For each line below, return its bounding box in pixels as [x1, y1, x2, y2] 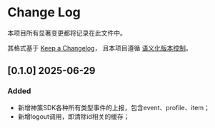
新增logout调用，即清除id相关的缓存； [17, 112, 130, 121]
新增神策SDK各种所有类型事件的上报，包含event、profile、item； [17, 103, 211, 112]
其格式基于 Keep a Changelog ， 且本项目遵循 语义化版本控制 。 [7, 43, 193, 52]
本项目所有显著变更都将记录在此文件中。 [7, 28, 126, 37]
